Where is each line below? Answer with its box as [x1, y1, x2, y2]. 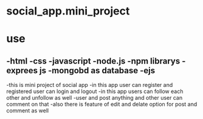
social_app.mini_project [6, 4, 130, 18]
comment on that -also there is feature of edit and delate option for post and [6, 101, 198, 108]
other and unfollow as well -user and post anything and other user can [6, 94, 183, 101]
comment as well [6, 107, 49, 114]
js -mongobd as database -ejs [39, 65, 156, 76]
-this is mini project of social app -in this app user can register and [6, 82, 173, 89]
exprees [6, 65, 38, 76]
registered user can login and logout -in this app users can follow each [6, 88, 184, 95]
